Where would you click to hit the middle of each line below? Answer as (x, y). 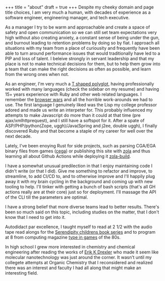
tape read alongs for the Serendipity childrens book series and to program (80, 232)
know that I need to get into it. (35, 217)
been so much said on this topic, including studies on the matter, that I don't (82, 212)
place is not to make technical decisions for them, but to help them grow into (83, 64)
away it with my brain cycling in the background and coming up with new (79, 181)
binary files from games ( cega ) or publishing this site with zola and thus (78, 151)
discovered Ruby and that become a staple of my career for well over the (79, 131)
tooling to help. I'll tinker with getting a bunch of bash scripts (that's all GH (81, 187)
